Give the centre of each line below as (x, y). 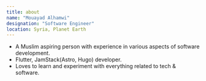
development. (32, 53)
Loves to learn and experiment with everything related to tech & (95, 66)
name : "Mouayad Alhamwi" (38, 18)
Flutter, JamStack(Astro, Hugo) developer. (68, 60)
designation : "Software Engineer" (51, 23)
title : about (23, 12)
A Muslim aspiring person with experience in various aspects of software (107, 47)
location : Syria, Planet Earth (46, 29)
